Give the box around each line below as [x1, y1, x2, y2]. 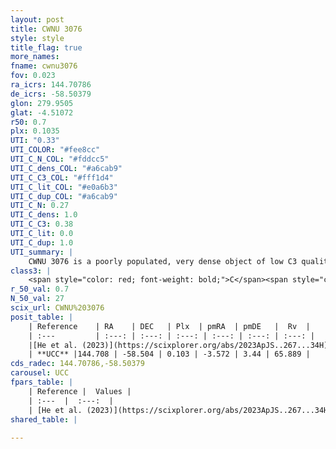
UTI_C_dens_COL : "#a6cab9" [10, 163, 123, 173]
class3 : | [10, 266, 52, 276]
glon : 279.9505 [10, 98, 74, 108]
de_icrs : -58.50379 [10, 89, 92, 99]
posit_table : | [10, 312, 74, 322]
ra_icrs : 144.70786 [10, 80, 92, 90]
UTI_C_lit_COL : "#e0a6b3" [10, 182, 118, 192]
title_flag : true [10, 42, 83, 53]
